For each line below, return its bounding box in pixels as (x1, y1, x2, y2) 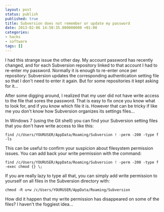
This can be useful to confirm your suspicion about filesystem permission (5, 145, 153, 151)
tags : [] (5, 44, 23, 48)
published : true (5, 16, 38, 21)
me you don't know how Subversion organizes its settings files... (5, 108, 135, 114)
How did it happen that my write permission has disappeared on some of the (5, 196, 160, 202)
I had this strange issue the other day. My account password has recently (5, 57, 153, 63)
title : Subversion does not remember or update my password (5, 21, 131, 26)
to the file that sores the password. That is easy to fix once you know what (5, 97, 156, 103)
